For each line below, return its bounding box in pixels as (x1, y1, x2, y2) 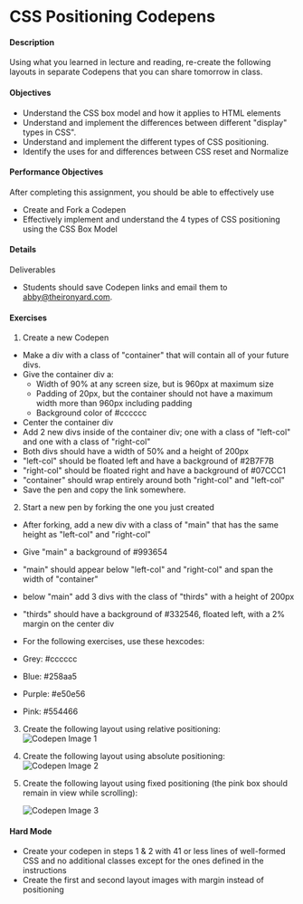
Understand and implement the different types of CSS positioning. (22, 136, 270, 147)
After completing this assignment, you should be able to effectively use (9, 186, 274, 197)
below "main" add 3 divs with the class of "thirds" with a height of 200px (22, 591, 295, 603)
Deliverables (9, 264, 56, 275)
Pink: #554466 (22, 706, 79, 717)
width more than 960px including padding (35, 398, 193, 409)
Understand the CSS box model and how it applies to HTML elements (22, 107, 281, 119)
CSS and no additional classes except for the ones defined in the (22, 855, 264, 866)
